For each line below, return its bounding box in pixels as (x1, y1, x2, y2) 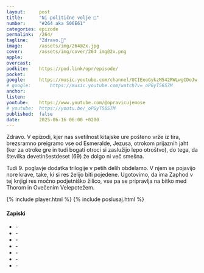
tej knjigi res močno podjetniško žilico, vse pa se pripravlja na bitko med (6, 177, 187, 185)
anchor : (6, 88, 26, 94)
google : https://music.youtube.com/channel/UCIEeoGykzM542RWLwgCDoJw (6, 77, 198, 83)
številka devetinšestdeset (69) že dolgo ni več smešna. (6, 153, 144, 160)
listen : (6, 94, 26, 100)
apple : (6, 54, 23, 60)
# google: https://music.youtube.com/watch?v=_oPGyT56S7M (6, 83, 173, 89)
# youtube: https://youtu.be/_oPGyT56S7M (6, 105, 116, 112)
